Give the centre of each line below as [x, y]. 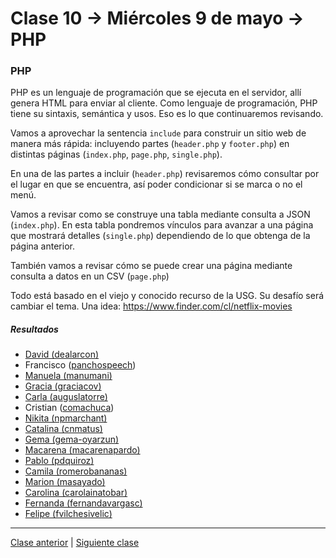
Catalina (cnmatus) [63, 429]
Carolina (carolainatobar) [76, 493]
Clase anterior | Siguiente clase [75, 543]
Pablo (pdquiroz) [59, 461]
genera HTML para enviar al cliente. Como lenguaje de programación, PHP [164, 103]
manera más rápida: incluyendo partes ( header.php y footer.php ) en [150, 144]
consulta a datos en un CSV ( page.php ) [90, 276]
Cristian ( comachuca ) [69, 408]
